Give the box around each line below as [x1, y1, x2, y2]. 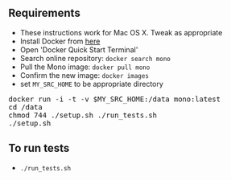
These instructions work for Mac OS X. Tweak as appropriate [19, 27, 223, 37]
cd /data [8, 102, 43, 112]
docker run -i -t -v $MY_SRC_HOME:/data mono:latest [8, 94, 221, 104]
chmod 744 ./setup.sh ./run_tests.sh [8, 110, 158, 120]
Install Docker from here [19, 36, 101, 46]
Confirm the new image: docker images [19, 70, 149, 80]
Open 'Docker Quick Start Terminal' [19, 44, 138, 55]
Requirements [8, 6, 80, 20]
